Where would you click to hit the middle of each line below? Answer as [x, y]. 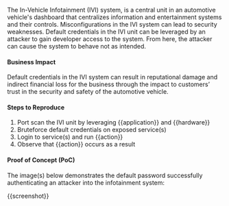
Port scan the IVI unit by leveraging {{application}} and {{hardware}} [113, 123]
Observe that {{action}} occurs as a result [76, 144]
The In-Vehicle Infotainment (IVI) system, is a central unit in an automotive [111, 10]
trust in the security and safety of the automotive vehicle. [88, 92]
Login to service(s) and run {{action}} [70, 137]
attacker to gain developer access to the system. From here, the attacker [110, 39]
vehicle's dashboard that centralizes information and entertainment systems [114, 17]
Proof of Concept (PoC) [41, 160]
